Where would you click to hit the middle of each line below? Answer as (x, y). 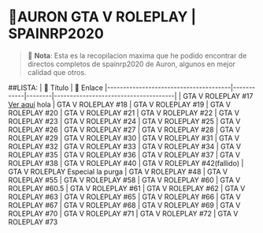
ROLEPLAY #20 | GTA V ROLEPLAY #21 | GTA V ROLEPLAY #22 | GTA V (124, 113)
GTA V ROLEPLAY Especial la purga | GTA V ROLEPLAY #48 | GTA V (118, 171)
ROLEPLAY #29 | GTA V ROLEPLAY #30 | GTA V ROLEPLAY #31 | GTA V (124, 137)
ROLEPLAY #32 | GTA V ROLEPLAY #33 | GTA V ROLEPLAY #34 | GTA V (125, 146)
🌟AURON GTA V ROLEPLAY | (102, 17)
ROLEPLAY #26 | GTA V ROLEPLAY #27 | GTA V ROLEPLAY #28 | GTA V (124, 130)
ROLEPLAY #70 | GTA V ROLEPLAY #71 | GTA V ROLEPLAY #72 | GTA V (123, 213)
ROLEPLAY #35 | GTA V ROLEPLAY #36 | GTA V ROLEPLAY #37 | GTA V (124, 155)
